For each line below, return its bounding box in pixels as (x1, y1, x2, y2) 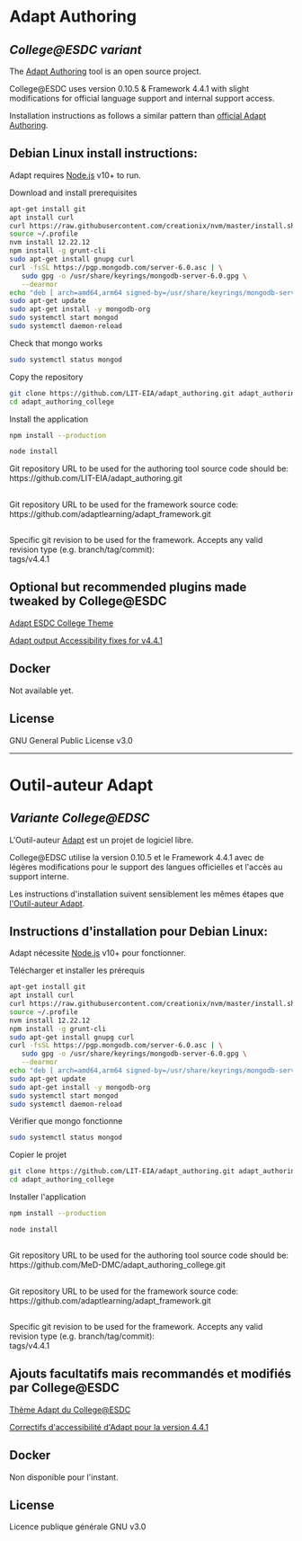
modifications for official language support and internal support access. (9, 93, 275, 103)
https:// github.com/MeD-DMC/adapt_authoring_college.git (9, 1260, 226, 1270)
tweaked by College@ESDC (9, 593, 168, 609)
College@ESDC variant (9, 42, 142, 58)
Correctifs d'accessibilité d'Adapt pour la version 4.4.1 (9, 1421, 209, 1432)
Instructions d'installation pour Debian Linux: (9, 923, 268, 939)
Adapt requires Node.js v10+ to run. (9, 169, 141, 181)
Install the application (9, 414, 89, 424)
